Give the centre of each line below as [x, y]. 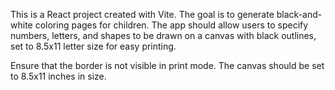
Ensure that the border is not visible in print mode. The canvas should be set [167, 65]
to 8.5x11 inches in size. [58, 76]
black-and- [299, 14]
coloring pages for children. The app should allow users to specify [171, 25]
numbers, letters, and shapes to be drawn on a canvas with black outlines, [163, 35]
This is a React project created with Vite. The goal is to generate [142, 14]
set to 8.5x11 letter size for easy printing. [93, 46]
